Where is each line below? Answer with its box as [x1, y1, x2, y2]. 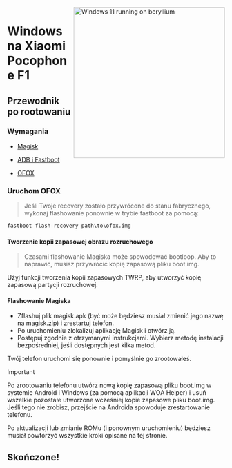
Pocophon [7, 53, 68, 68]
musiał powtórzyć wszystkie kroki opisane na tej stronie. [7, 431, 168, 440]
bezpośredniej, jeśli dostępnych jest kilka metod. [17, 341, 156, 349]
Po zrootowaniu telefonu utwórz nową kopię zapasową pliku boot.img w [7, 381, 212, 389]
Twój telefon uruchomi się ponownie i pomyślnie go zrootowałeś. [7, 355, 192, 363]
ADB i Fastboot [17, 155, 60, 164]
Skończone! [7, 451, 60, 463]
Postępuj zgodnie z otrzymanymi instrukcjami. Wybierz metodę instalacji [17, 334, 224, 342]
